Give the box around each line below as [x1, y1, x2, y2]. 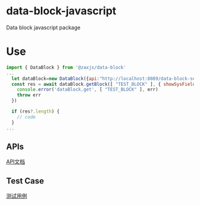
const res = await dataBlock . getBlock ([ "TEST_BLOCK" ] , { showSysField [11, 81, 196, 87]
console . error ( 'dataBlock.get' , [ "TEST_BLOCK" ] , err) [17, 86, 159, 93]
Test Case [6, 176, 45, 186]
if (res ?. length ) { [11, 108, 60, 114]
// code [17, 114, 36, 120]
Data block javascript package [6, 24, 81, 31]
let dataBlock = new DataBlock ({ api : [11, 76, 100, 82]
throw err [17, 92, 42, 98]
